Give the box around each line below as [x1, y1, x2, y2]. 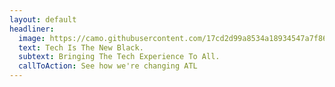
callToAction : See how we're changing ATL [18, 61, 198, 71]
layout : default [9, 14, 77, 25]
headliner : [9, 24, 55, 34]
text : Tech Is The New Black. [18, 42, 144, 53]
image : [18, 33, 46, 43]
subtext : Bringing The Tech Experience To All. [18, 52, 221, 62]
